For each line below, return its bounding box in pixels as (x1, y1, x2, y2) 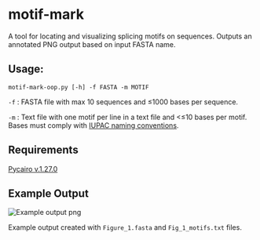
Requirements (8, 144, 79, 157)
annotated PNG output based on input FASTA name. (8, 39, 176, 49)
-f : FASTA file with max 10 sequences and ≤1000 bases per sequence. (8, 96, 238, 107)
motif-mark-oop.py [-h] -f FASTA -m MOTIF (8, 83, 149, 91)
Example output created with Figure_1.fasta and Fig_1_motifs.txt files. (8, 223, 242, 232)
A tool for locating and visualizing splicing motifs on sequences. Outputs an (8, 31, 253, 41)
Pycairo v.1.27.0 (8, 164, 58, 173)
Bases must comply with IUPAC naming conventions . (8, 120, 179, 130)
